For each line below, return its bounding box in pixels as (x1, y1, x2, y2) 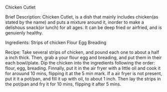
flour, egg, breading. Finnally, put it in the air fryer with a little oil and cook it (5, 65, 161, 71)
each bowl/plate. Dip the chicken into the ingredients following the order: (5, 60, 155, 65)
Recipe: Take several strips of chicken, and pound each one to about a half (5, 49, 159, 55)
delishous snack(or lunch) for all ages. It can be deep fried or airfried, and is (5, 24, 162, 30)
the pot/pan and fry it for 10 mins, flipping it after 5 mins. (5, 81, 121, 87)
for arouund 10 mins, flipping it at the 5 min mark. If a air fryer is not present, (5, 70, 162, 76)
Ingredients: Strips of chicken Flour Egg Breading (5, 39, 106, 45)
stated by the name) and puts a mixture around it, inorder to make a (5, 19, 144, 25)
